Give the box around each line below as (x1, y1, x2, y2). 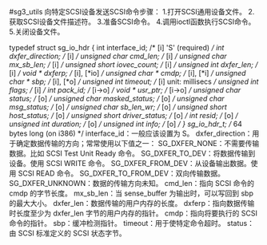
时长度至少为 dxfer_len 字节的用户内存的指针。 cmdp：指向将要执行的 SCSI (9, 208, 258, 218)
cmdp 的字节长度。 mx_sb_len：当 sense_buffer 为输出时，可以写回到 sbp (9, 188, 254, 198)
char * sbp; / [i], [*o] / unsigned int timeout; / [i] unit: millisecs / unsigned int (9, 77, 259, 86)
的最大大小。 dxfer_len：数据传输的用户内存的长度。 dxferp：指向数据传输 (9, 199, 255, 207)
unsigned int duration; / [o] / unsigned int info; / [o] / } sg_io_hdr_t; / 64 (9, 119, 243, 128)
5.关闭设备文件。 (9, 27, 65, 36)
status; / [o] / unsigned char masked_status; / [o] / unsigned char (9, 94, 225, 103)
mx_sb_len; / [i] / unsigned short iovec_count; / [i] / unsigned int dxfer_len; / (9, 60, 258, 69)
